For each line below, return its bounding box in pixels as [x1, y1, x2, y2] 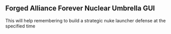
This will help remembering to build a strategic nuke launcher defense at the [5, 17, 166, 23]
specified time [5, 23, 36, 29]
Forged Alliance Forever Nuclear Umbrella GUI [5, 4, 155, 13]
